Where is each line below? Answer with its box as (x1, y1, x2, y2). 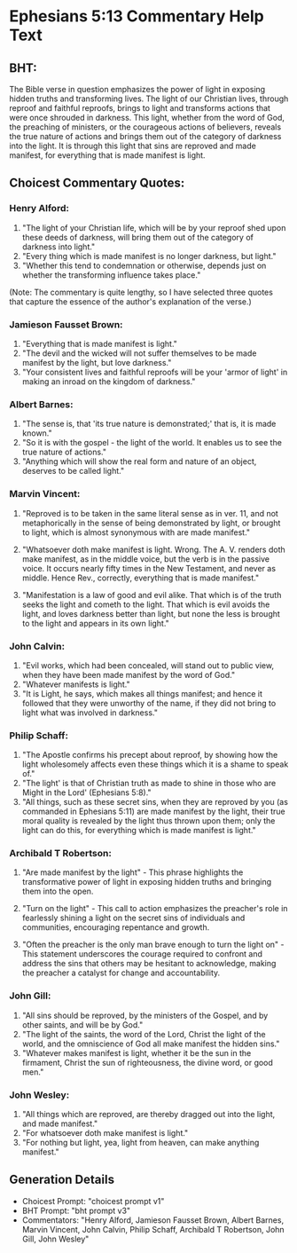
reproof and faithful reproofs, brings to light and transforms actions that (9, 103, 270, 113)
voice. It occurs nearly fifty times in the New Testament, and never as (21, 563, 277, 573)
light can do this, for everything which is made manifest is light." (21, 825, 257, 836)
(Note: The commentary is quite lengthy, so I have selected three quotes (9, 287, 273, 297)
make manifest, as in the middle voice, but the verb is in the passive (21, 553, 270, 564)
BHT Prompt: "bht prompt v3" (21, 1205, 131, 1216)
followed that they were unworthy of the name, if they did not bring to (21, 697, 277, 708)
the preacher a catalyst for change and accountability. (21, 967, 221, 978)
